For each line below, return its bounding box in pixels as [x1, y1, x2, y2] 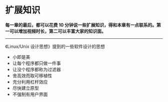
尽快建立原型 [12, 85, 39, 91]
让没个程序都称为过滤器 [12, 66, 61, 72]
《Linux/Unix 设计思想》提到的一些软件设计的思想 [5, 43, 105, 49]
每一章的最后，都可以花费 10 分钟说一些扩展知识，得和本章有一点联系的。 [5, 22, 157, 28]
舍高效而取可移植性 [12, 73, 52, 79]
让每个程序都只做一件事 [12, 60, 61, 66]
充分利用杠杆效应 [12, 79, 48, 85]
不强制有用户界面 [12, 91, 48, 97]
